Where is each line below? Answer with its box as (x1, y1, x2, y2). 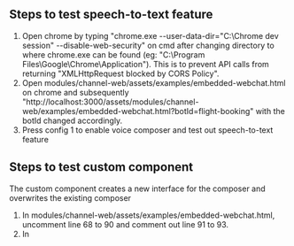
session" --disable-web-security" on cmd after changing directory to (21, 40, 275, 50)
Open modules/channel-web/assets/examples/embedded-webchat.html (21, 77, 286, 88)
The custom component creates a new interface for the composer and (9, 183, 266, 194)
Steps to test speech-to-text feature (9, 7, 213, 22)
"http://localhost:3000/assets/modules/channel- (21, 96, 199, 107)
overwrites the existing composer (9, 192, 131, 203)
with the (255, 105, 285, 116)
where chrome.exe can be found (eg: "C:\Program (21, 49, 205, 60)
